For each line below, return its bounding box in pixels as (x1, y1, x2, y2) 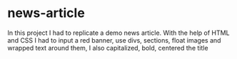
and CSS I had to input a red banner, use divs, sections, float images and (7, 36, 221, 44)
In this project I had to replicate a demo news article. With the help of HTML (7, 28, 230, 37)
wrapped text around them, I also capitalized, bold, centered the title (7, 43, 208, 52)
